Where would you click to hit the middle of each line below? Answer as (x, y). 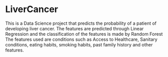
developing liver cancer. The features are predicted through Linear (75, 28)
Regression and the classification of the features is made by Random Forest (84, 34)
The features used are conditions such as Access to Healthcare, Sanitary (81, 39)
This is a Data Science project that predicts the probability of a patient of (81, 23)
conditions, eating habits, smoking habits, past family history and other (79, 44)
